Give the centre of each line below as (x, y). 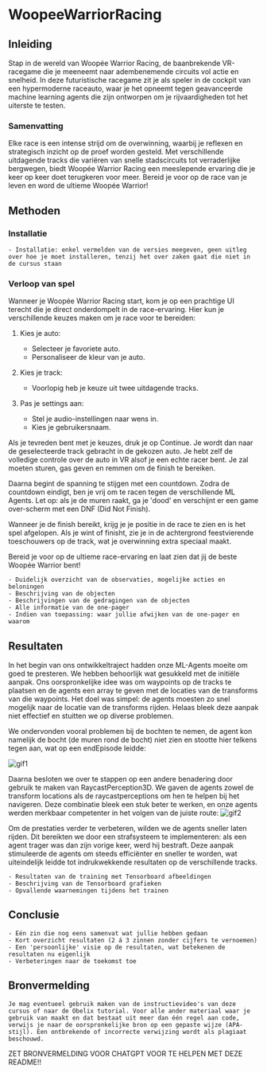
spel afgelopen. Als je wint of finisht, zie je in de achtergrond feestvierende (131, 533)
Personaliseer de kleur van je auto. (88, 357)
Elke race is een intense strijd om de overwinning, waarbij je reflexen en (126, 143)
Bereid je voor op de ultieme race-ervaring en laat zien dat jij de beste (123, 557)
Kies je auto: (40, 334)
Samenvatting (36, 126)
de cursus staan (35, 263)
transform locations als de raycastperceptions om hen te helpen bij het (124, 796)
